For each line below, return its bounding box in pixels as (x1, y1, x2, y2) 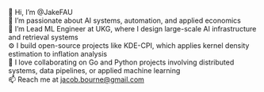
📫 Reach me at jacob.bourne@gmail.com (8, 75, 145, 84)
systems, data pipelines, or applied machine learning (8, 66, 181, 75)
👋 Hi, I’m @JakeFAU (8, 8, 73, 17)
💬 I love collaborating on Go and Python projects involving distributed (8, 57, 235, 67)
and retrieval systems (8, 32, 79, 42)
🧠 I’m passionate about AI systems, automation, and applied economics (8, 16, 242, 25)
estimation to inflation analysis (8, 50, 108, 58)
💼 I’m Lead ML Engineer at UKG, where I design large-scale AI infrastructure (8, 24, 257, 33)
